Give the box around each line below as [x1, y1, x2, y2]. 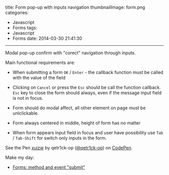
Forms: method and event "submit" [12, 164, 86, 170]
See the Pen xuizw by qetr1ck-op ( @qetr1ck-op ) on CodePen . [5, 145, 133, 150]
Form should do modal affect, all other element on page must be [12, 105, 146, 111]
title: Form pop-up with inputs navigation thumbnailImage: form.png [5, 5, 145, 10]
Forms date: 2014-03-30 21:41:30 [12, 35, 82, 41]
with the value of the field [12, 75, 65, 80]
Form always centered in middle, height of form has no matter [12, 120, 141, 126]
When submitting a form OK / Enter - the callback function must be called [12, 69, 163, 75]
